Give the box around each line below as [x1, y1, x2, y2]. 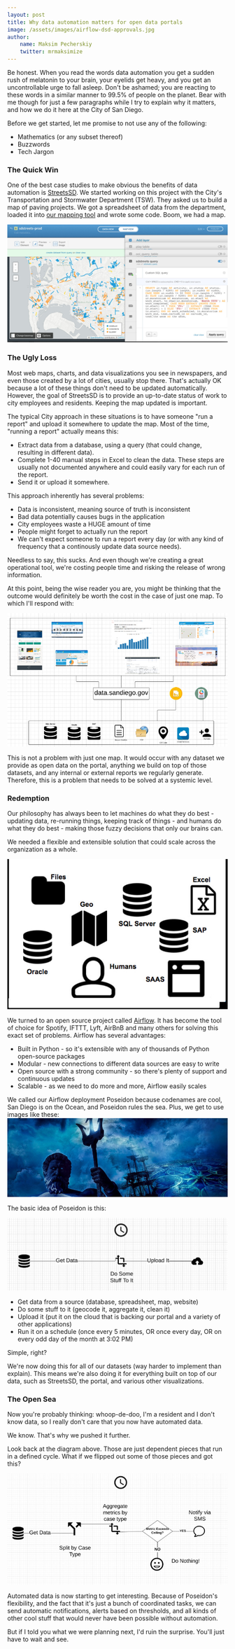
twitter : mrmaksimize [20, 48, 83, 55]
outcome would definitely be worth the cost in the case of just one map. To [7, 592, 224, 600]
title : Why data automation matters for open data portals [7, 18, 183, 26]
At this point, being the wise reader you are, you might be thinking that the [7, 584, 221, 592]
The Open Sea [7, 1394, 57, 1404]
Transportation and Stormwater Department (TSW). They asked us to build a [7, 196, 227, 204]
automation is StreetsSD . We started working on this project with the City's [7, 188, 222, 197]
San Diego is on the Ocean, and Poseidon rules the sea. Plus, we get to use [7, 1103, 225, 1111]
